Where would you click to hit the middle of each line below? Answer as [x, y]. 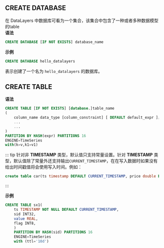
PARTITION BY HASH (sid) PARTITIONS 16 [53, 232]
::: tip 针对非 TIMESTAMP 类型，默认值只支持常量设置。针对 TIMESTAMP [79, 155]
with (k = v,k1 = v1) [21, 145]
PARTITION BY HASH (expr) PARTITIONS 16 [46, 136]
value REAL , [26, 219]
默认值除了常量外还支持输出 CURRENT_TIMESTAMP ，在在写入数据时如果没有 [85, 161]
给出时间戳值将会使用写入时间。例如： [43, 167]
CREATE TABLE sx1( [24, 205]
